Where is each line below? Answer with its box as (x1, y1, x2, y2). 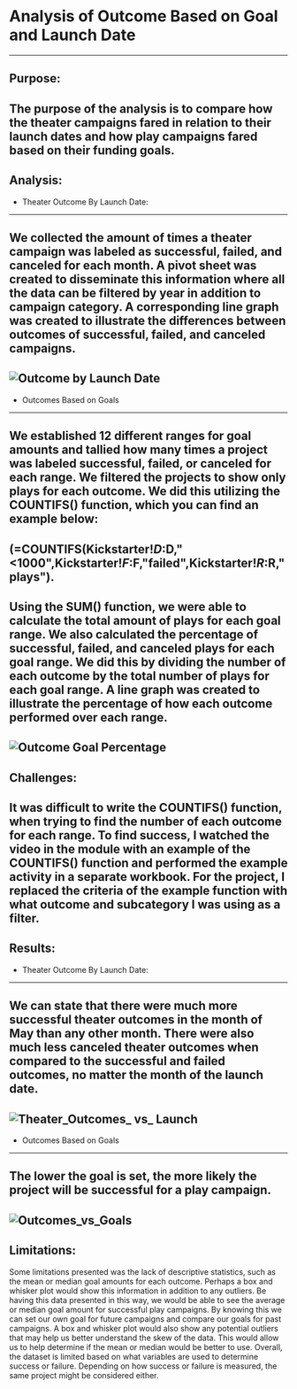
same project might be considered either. (9, 1370, 159, 1380)
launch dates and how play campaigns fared (9, 128, 258, 143)
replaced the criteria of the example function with (9, 884, 288, 899)
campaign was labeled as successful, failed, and (9, 243, 283, 259)
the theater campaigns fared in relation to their (9, 115, 272, 130)
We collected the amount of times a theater (9, 230, 252, 245)
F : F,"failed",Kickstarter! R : (122, 555, 269, 570)
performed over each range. (9, 710, 168, 725)
